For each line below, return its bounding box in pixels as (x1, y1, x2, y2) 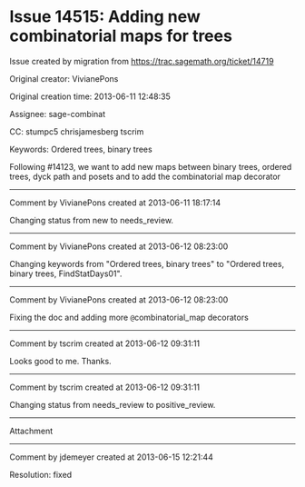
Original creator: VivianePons (9, 73, 119, 84)
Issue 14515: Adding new (9, 6, 202, 27)
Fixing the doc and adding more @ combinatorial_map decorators (9, 312, 250, 323)
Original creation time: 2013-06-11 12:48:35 (9, 91, 171, 102)
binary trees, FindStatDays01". (9, 268, 123, 279)
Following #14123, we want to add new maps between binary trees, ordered (9, 161, 292, 172)
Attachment (9, 425, 54, 436)
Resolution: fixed (9, 469, 73, 480)
